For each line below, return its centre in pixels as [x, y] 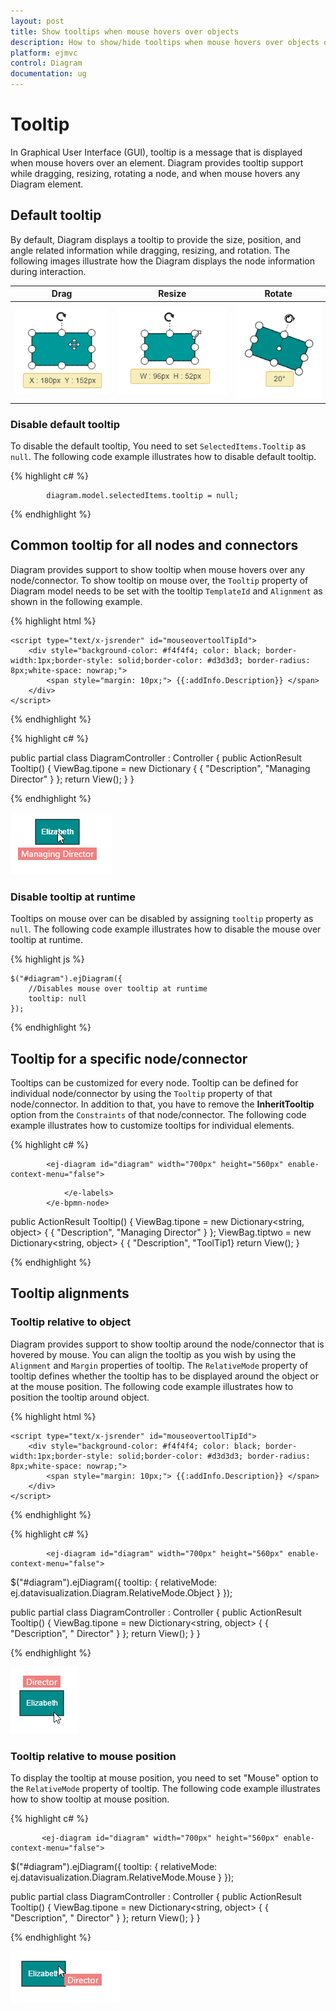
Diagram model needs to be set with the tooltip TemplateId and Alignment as [166, 591]
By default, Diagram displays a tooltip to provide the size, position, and [156, 239]
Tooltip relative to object [71, 1322]
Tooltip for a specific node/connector [129, 1058]
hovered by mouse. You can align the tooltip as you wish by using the [153, 1354]
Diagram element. [47, 184]
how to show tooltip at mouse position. [90, 1799]
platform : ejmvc [44, 53]
